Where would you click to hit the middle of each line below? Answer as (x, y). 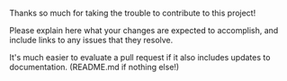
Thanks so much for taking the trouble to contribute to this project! (133, 13)
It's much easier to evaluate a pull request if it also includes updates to (140, 57)
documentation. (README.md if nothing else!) (94, 67)
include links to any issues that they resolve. (91, 40)
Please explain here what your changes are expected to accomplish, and (144, 30)
